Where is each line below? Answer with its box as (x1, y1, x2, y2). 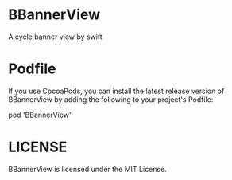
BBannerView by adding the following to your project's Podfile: (8, 94, 214, 104)
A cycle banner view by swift (8, 32, 103, 41)
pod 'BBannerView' (8, 110, 72, 119)
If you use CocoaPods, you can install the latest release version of (8, 86, 225, 96)
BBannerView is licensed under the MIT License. (8, 164, 167, 174)
